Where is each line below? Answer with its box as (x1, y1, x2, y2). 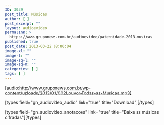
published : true (5, 39, 38, 44)
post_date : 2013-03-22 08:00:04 (5, 44, 71, 49)
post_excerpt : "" (5, 21, 41, 26)
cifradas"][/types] (5, 114, 42, 120)
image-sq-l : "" (5, 58, 36, 62)
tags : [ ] (5, 71, 26, 76)
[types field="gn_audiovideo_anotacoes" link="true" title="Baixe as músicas (5, 109, 159, 115)
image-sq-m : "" (5, 62, 36, 67)
